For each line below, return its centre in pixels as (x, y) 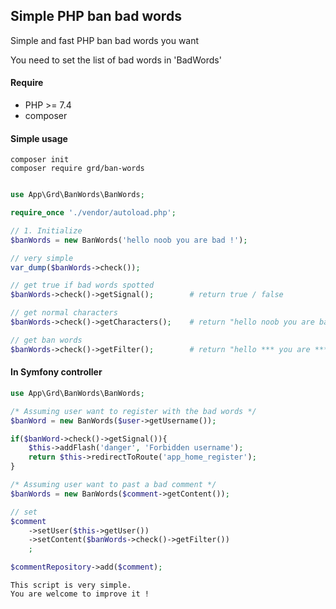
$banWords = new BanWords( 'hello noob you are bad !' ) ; (129, 240)
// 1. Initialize (46, 230)
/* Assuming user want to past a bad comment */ (113, 485)
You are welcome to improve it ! (80, 594)
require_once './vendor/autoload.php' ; (93, 213)
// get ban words (46, 340)
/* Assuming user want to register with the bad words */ (133, 411)
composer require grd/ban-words (77, 169)
